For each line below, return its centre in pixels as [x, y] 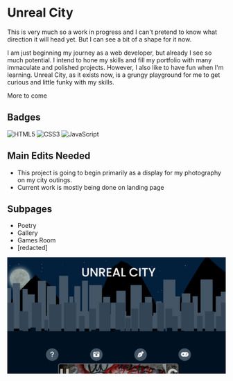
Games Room [36, 240]
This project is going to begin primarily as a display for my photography [119, 172]
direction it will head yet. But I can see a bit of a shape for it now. [100, 39]
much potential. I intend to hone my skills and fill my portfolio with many [110, 60]
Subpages [30, 209]
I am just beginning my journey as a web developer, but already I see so [110, 53]
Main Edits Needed [49, 156]
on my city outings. [45, 180]
